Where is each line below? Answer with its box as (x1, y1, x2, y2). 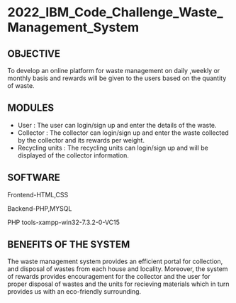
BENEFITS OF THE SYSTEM (7, 238, 130, 250)
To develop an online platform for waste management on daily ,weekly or (7, 67, 220, 75)
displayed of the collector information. (17, 150, 129, 160)
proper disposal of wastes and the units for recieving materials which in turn (7, 280, 230, 288)
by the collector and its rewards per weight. (17, 136, 145, 144)
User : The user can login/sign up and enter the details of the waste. (17, 121, 218, 129)
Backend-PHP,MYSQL (7, 204, 72, 213)
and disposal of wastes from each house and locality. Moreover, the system (7, 265, 228, 273)
